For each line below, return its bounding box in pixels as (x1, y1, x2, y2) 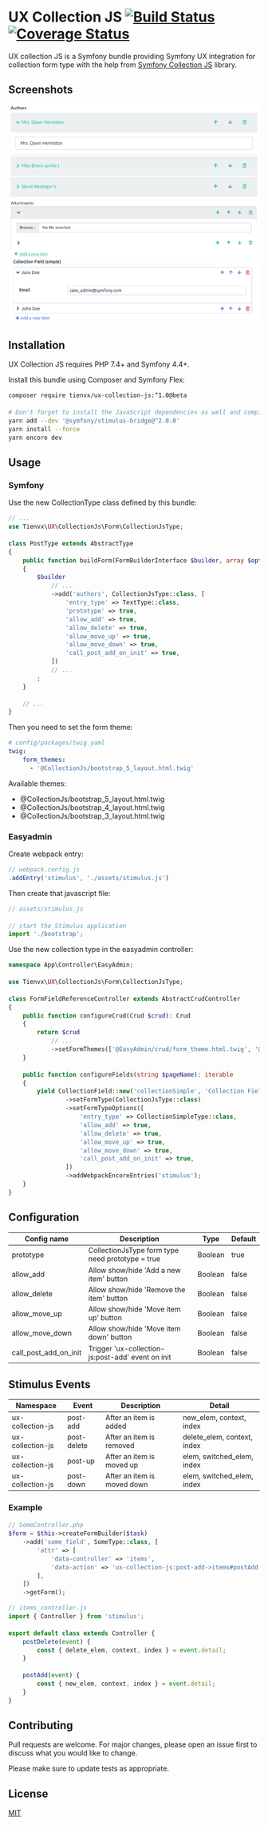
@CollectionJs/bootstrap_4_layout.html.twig (19, 803, 165, 812)
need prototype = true (88, 1254, 161, 1264)
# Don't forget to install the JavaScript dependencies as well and (8, 408, 241, 417)
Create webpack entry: (8, 849, 84, 859)
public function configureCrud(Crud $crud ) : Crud (22, 1011, 191, 1020)
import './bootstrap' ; (8, 930, 84, 938)
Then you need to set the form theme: (8, 723, 133, 732)
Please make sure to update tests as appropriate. (8, 1764, 170, 1773)
